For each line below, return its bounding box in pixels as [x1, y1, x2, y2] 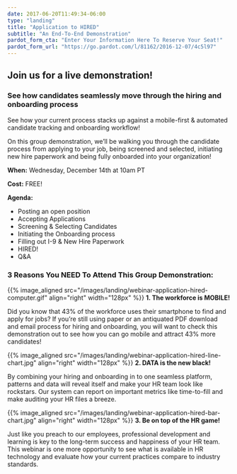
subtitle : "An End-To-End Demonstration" [7, 30, 132, 38]
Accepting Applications [17, 214, 86, 223]
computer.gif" [7, 293, 48, 302]
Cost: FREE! [7, 179, 42, 188]
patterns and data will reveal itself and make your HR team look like [7, 380, 203, 388]
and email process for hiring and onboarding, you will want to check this [7, 322, 218, 330]
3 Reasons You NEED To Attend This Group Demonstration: [7, 270, 214, 280]
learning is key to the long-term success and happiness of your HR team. [7, 437, 221, 446]
